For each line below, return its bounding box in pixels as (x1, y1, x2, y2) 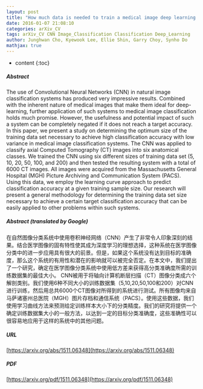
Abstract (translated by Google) (6, 218, 89, 225)
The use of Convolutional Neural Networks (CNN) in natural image (6, 88, 171, 96)
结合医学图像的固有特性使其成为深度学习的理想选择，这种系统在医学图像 (16, 241, 197, 249)
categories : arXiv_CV (6, 25, 61, 32)
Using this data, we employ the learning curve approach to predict (6, 178, 171, 185)
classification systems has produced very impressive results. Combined (6, 94, 185, 102)
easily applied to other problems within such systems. (6, 204, 140, 211)
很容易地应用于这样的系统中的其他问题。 (6, 317, 107, 324)
